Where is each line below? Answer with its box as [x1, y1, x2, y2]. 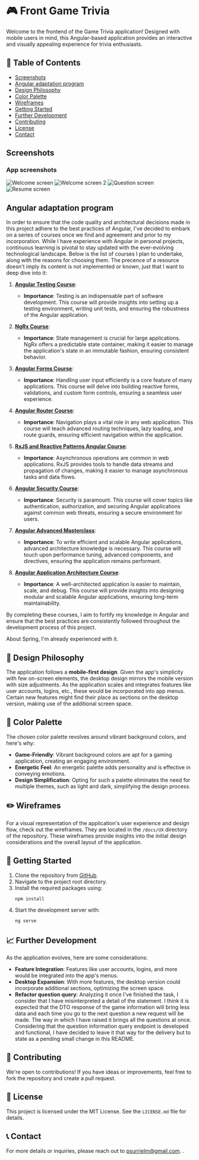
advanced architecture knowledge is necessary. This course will [23, 545, 181, 552]
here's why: [6, 739, 35, 747]
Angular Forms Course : [14, 365, 74, 372]
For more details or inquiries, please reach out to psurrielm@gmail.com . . [6, 1147, 185, 1154]
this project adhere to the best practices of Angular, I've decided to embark [6, 225, 191, 232]
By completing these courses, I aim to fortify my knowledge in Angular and [6, 611, 189, 618]
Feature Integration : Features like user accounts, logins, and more [14, 966, 178, 973]
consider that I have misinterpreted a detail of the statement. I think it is [14, 997, 189, 1004]
